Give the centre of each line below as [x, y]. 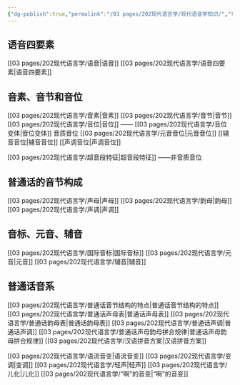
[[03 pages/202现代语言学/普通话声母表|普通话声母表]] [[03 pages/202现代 [119, 314]
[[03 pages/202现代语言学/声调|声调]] [63, 210]
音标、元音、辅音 [45, 234]
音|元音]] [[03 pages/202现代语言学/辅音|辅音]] [77, 261]
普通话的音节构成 [45, 182]
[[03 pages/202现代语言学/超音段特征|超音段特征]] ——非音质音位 [105, 157]
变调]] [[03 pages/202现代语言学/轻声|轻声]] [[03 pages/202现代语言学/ [121, 364]
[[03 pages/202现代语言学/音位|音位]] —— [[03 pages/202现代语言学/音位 [117, 124]
